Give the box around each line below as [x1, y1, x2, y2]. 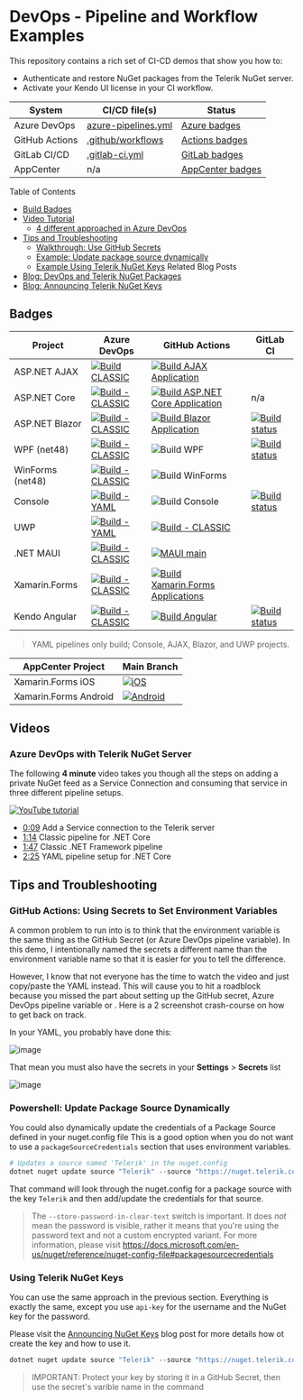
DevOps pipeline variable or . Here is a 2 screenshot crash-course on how [9, 999, 285, 1011]
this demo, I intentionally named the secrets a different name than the [9, 944, 268, 955]
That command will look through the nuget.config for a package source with [9, 1184, 292, 1194]
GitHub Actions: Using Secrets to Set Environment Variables [9, 904, 278, 916]
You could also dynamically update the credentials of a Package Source [9, 1122, 277, 1133]
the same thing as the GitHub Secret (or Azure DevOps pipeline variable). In [9, 935, 290, 945]
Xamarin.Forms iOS [14, 675, 96, 687]
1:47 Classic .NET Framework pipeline [22, 842, 163, 852]
